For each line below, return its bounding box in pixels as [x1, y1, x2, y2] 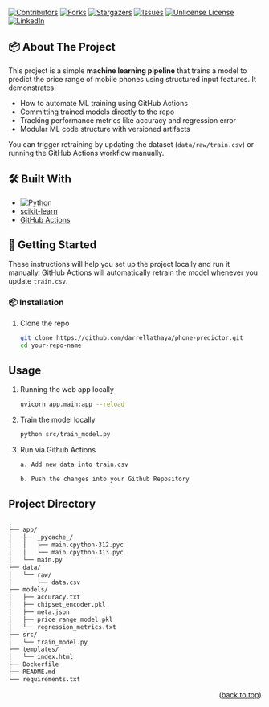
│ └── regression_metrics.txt [8, 623, 116, 631]
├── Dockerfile [8, 660, 59, 668]
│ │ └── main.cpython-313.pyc [8, 549, 124, 557]
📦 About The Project [8, 40, 116, 54]
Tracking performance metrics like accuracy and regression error [19, 115, 237, 125]
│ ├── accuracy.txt [8, 593, 81, 602]
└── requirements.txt [8, 675, 81, 683]
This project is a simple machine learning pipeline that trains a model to [8, 65, 247, 76]
